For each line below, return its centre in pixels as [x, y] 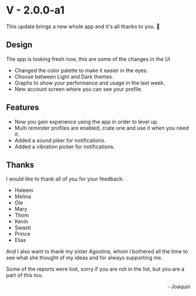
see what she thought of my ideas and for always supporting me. [84, 258]
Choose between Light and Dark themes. [64, 76]
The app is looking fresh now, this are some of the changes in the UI [88, 59]
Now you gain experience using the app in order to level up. [87, 121]
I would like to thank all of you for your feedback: [65, 179]
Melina [23, 196]
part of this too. [25, 275]
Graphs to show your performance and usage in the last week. [90, 83]
